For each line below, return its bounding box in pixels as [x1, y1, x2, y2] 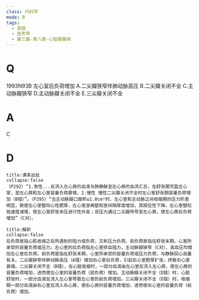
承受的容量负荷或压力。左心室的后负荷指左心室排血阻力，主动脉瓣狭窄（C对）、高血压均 [6, 244, 188, 250]
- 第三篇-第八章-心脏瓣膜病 [11, 36, 71, 42]
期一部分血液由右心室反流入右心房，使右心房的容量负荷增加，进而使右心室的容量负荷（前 [6, 282, 192, 288]
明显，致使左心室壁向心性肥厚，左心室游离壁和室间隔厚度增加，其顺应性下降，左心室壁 [6, 203, 188, 209]
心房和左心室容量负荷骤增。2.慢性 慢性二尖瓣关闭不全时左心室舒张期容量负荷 [23, 190, 187, 196]
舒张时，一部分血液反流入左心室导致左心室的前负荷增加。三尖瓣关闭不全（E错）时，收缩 [6, 276, 190, 282]
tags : [6, 20, 20, 26]
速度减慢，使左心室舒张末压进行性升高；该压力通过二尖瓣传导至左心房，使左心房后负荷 [10, 209, 192, 214]
